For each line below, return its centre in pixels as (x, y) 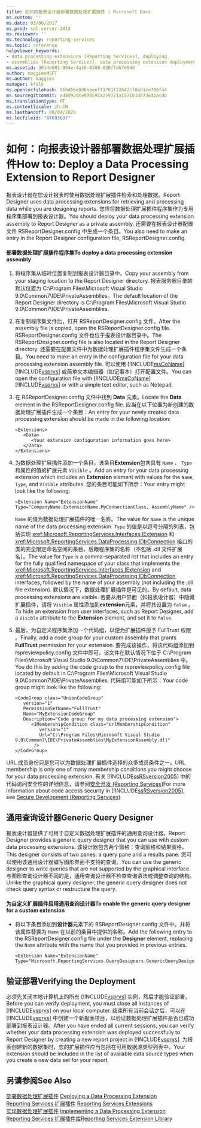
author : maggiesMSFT (32, 73)
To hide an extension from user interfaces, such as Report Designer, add (104, 611)
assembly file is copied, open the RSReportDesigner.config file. (93, 328)
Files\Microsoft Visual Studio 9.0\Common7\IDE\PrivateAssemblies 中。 (103, 660)
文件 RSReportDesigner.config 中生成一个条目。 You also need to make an (97, 231)
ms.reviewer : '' (26, 34)
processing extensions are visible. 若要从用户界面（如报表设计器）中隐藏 (105, 597)
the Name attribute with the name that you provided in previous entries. (101, 945)
